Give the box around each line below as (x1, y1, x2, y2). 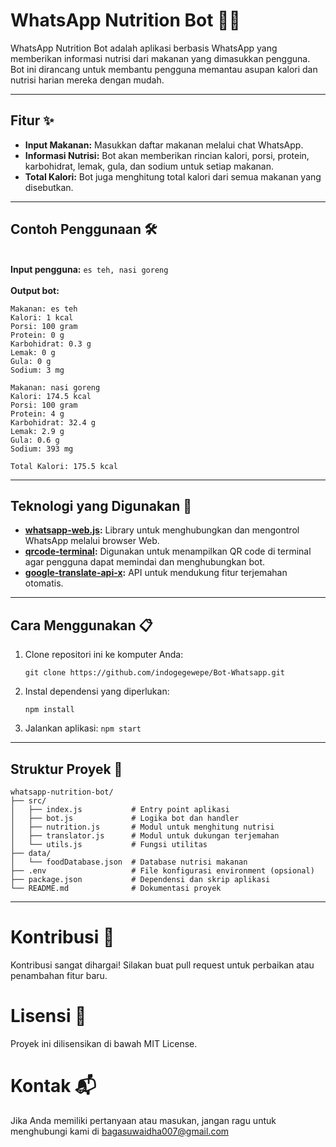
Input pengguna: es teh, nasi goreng (10, 263, 169, 275)
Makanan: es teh (10, 304, 78, 314)
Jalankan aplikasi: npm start (24, 722, 142, 734)
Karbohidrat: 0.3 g (10, 339, 92, 349)
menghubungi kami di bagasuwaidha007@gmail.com (10, 1125, 230, 1137)
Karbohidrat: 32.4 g (10, 417, 97, 428)
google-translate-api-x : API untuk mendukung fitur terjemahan (24, 567, 288, 579)
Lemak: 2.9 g (10, 426, 65, 436)
